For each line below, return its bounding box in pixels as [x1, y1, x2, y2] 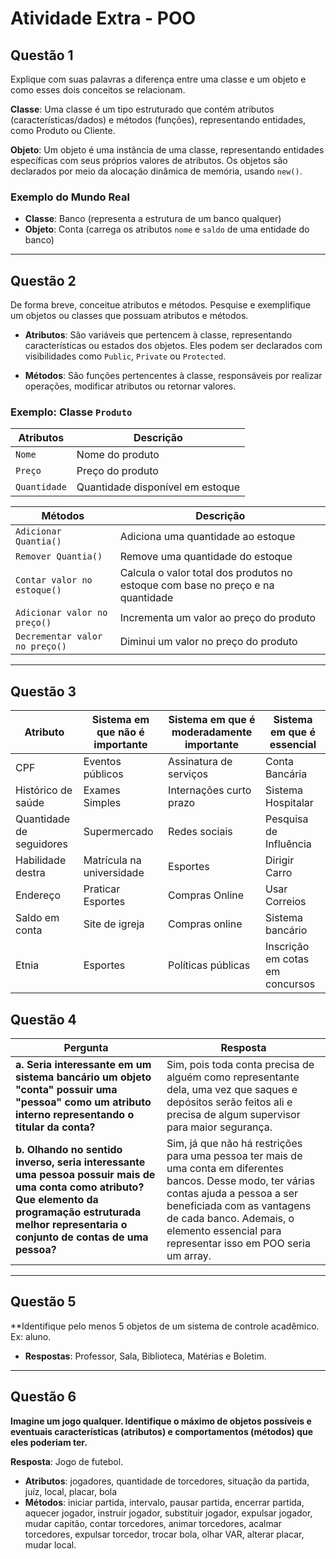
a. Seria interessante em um [15, 1058, 152, 1072]
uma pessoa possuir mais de [15, 1168, 156, 1182]
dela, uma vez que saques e [166, 1083, 298, 1097]
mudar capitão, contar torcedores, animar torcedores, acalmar [24, 1517, 282, 1529]
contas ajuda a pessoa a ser [166, 1187, 298, 1201]
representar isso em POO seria [166, 1237, 311, 1251]
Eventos [83, 755, 122, 769]
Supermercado [83, 825, 154, 839]
